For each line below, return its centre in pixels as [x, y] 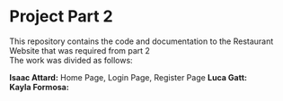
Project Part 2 [62, 17]
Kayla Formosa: [39, 87]
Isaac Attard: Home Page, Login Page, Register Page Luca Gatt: [128, 77]
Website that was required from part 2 [80, 50]
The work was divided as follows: [71, 60]
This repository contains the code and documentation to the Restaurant [141, 41]
